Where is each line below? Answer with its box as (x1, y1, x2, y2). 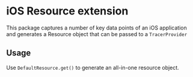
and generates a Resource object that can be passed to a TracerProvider (6, 30, 188, 37)
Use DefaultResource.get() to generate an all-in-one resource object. (6, 64, 179, 71)
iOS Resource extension (6, 4, 129, 18)
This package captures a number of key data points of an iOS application (6, 24, 188, 31)
